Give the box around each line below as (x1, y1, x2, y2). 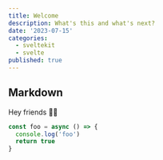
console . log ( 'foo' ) (15, 130, 81, 138)
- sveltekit (15, 42, 56, 50)
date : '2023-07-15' (8, 26, 74, 34)
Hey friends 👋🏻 (8, 107, 58, 117)
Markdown (8, 86, 64, 100)
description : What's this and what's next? (8, 19, 156, 27)
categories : (8, 34, 48, 42)
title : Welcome (8, 11, 59, 20)
